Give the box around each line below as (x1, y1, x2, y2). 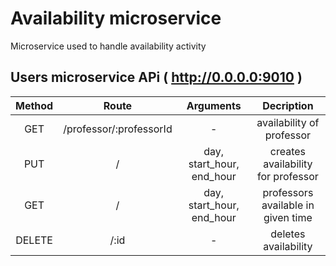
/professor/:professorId (63, 122, 173, 136)
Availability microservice (10, 7, 222, 30)
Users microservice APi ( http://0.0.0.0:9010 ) (10, 69, 303, 86)
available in (261, 198, 315, 212)
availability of (256, 115, 320, 129)
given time (263, 210, 313, 224)
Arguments (186, 98, 242, 112)
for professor (256, 169, 319, 183)
